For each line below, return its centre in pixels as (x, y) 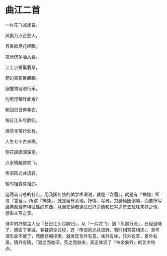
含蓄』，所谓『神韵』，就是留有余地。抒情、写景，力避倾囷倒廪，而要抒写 (88, 200)
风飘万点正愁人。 (23, 35)
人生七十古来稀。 (23, 141)
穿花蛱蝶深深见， (23, 152)
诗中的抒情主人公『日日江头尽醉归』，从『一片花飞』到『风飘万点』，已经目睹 (83, 223)
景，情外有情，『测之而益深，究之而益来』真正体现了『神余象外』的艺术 (78, 242)
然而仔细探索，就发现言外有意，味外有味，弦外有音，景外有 (96, 236)
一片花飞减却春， (23, 25)
